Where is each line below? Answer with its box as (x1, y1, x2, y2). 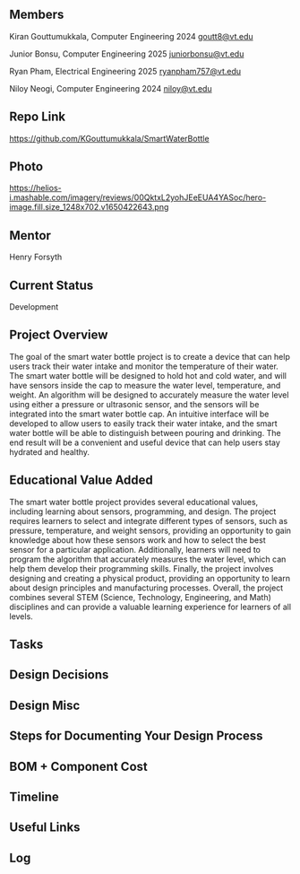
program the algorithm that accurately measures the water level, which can (9, 554, 287, 564)
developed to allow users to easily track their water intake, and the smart (9, 417, 278, 429)
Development (9, 302, 59, 312)
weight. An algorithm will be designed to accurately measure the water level (9, 389, 289, 400)
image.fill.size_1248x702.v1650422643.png (9, 202, 169, 213)
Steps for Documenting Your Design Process (9, 729, 263, 744)
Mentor (9, 228, 52, 243)
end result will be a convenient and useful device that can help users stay (9, 437, 280, 448)
